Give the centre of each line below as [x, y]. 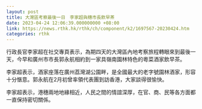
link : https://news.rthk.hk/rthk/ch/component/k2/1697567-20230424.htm [98, 28]
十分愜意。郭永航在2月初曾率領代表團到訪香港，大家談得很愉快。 [87, 80]
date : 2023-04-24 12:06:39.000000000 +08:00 [63, 23]
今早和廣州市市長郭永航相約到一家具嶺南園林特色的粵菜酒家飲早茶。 [101, 59]
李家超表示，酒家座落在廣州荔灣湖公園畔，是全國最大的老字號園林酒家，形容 [101, 72]
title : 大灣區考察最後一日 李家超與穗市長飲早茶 [60, 17]
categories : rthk [28, 34]
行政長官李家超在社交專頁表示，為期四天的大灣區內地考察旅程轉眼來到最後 [98, 52]
